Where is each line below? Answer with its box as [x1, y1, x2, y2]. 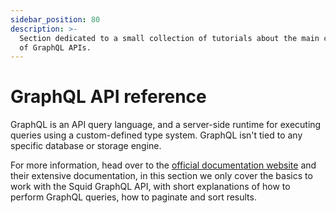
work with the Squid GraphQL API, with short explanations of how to [10, 181, 291, 193]
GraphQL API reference [10, 86, 207, 108]
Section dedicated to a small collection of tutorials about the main [19, 33, 320, 43]
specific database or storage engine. [10, 140, 162, 152]
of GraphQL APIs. [19, 42, 92, 53]
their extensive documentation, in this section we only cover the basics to [10, 170, 313, 182]
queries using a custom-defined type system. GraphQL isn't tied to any [10, 129, 303, 141]
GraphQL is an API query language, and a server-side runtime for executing [10, 119, 322, 131]
